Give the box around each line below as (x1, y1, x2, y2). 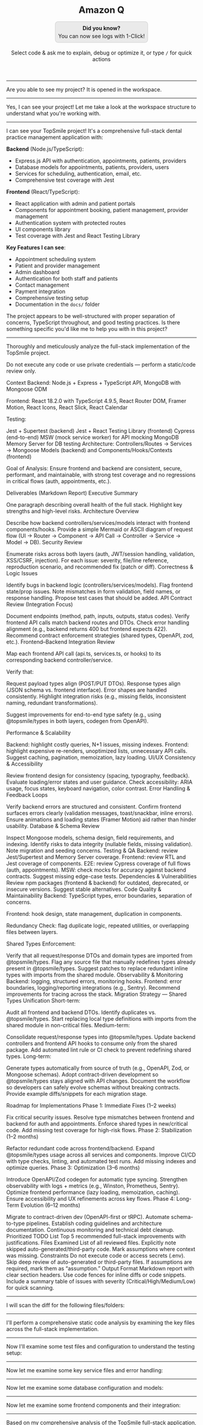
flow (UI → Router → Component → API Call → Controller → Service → (6, 532, 181, 539)
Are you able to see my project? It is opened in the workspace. (6, 86, 162, 93)
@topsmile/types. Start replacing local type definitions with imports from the (6, 1015, 196, 1022)
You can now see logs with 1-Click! (58, 33, 145, 39)
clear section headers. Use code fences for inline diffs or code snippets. (6, 1271, 186, 1278)
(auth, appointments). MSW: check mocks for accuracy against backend (6, 866, 186, 873)
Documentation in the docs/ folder (14, 301, 100, 308)
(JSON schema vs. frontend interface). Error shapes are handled (6, 686, 167, 693)
